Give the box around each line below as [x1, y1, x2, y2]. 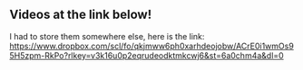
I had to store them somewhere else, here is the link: [9, 31, 205, 41]
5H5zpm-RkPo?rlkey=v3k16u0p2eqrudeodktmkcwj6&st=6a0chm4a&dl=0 [9, 49, 284, 61]
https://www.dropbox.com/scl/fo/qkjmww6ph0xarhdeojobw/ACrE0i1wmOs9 [9, 40, 295, 51]
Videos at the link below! [9, 7, 152, 22]
